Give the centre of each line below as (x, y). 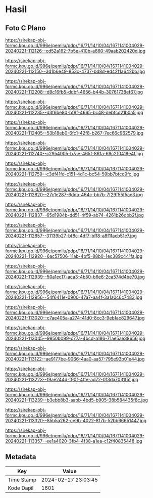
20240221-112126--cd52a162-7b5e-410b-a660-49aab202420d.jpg (75, 51)
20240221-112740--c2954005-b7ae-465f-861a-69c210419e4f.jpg (74, 153)
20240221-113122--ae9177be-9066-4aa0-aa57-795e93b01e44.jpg (75, 359)
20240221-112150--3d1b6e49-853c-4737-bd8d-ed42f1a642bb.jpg (75, 71)
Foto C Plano (25, 28)
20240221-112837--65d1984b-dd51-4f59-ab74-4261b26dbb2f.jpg (74, 215)
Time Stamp (22, 480)
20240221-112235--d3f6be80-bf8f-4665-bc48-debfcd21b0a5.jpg (74, 112)
